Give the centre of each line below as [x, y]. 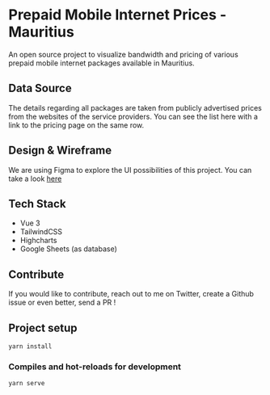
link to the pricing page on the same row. [76, 125]
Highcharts [38, 241]
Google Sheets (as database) [68, 249]
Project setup [43, 328]
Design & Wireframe [60, 151]
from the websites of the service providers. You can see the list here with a [133, 116]
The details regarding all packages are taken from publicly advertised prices [135, 107]
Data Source [40, 88]
